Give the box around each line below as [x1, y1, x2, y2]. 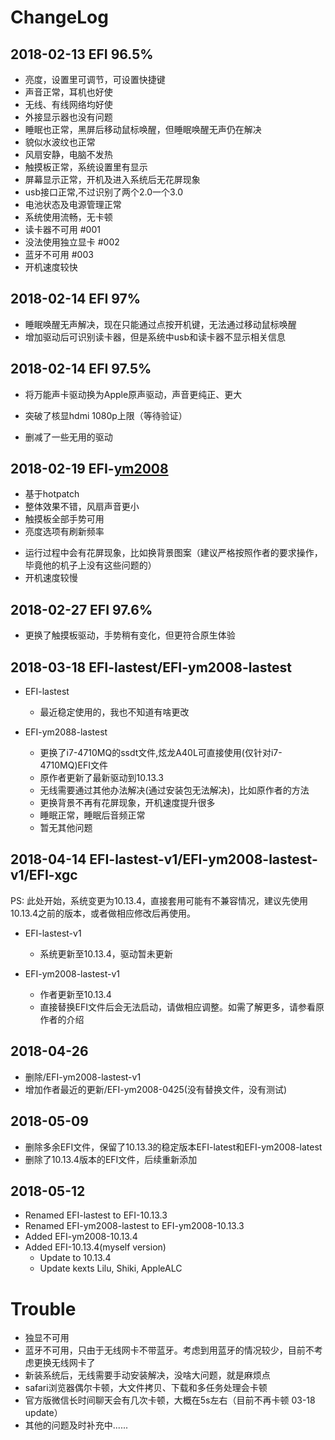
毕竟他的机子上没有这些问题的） [24, 559, 157, 571]
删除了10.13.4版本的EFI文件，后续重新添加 [24, 1153, 198, 1165]
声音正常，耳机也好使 [24, 86, 113, 98]
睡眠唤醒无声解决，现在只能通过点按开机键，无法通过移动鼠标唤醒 [24, 318, 297, 330]
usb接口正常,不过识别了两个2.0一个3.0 [24, 186, 183, 198]
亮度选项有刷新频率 [24, 526, 105, 538]
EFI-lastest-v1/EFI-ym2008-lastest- [89, 851, 318, 868]
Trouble [10, 1297, 77, 1320]
